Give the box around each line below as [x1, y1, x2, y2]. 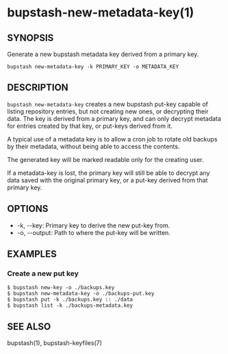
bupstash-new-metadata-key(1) [7, 5, 194, 21]
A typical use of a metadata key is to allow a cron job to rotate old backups [7, 135, 218, 143]
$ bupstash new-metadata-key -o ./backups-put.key [7, 290, 155, 297]
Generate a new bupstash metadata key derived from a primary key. [7, 50, 199, 58]
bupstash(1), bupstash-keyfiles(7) [7, 339, 103, 347]
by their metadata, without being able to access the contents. [7, 142, 180, 150]
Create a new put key [7, 269, 79, 278]
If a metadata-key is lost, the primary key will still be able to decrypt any [7, 169, 210, 177]
